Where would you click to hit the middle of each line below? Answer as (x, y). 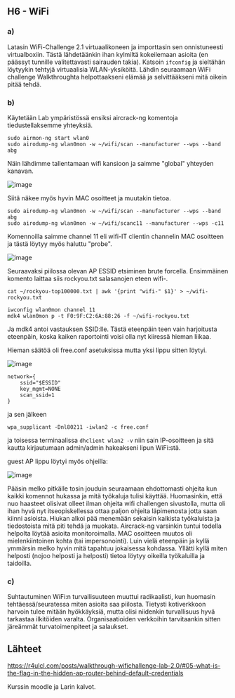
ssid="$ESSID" (40, 382)
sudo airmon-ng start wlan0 (48, 138)
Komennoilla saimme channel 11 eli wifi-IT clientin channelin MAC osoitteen (116, 236)
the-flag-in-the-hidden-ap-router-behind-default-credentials (95, 673)
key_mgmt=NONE (40, 389)
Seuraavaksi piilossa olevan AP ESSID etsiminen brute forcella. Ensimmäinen (118, 271)
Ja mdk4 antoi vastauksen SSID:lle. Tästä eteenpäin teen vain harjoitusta (112, 329)
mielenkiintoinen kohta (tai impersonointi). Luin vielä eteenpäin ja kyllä (108, 541)
